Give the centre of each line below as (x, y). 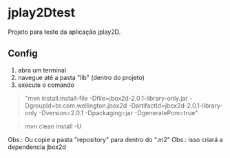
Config (23, 53)
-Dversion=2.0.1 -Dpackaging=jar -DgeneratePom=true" (118, 112)
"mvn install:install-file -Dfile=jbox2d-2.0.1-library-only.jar (106, 98)
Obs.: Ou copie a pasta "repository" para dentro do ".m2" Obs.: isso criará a (115, 139)
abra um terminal (42, 70)
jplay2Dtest (41, 13)
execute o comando (46, 85)
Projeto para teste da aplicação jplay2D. (64, 32)
